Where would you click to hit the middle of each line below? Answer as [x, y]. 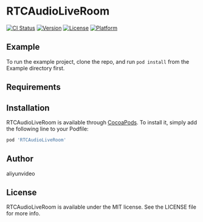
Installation [28, 108]
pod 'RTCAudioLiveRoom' [36, 140]
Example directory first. [36, 68]
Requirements [33, 87]
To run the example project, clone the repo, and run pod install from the [98, 61]
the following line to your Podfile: [48, 129]
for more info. [23, 214]
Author [20, 159]
